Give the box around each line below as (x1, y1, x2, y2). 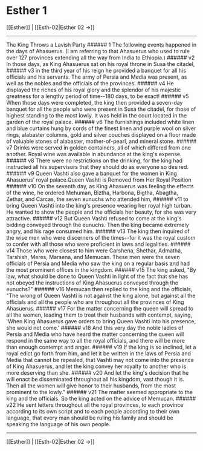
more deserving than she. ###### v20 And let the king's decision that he (6, 369, 189, 376)
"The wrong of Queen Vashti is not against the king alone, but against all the (6, 292, 196, 299)
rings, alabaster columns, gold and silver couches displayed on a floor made (6, 131, 196, 138)
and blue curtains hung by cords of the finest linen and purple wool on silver (6, 125, 196, 132)
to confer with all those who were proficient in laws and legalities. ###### (6, 240, 191, 248)
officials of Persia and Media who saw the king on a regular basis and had (6, 260, 190, 267)
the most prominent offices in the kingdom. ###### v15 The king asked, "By (6, 266, 196, 273)
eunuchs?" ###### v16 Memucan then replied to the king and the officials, (6, 285, 193, 292)
